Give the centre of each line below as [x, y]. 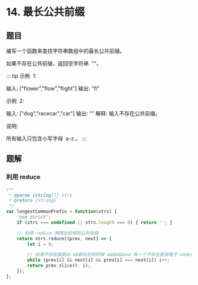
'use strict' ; [34, 217]
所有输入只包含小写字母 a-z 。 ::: [46, 138]
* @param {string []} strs [40, 195]
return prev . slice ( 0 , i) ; [59, 266]
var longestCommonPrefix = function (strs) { [62, 212]
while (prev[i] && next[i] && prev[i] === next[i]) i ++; [98, 260]
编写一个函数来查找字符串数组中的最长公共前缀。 [65, 51]
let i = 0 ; [41, 244]
